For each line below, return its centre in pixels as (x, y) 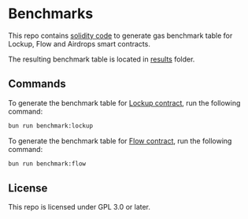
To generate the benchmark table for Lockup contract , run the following (124, 102)
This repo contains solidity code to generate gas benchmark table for (120, 35)
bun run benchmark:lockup (50, 126)
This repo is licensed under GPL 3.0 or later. (80, 207)
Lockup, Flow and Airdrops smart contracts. (80, 43)
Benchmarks (51, 14)
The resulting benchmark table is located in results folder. (102, 59)
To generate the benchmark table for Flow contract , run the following (120, 141)
